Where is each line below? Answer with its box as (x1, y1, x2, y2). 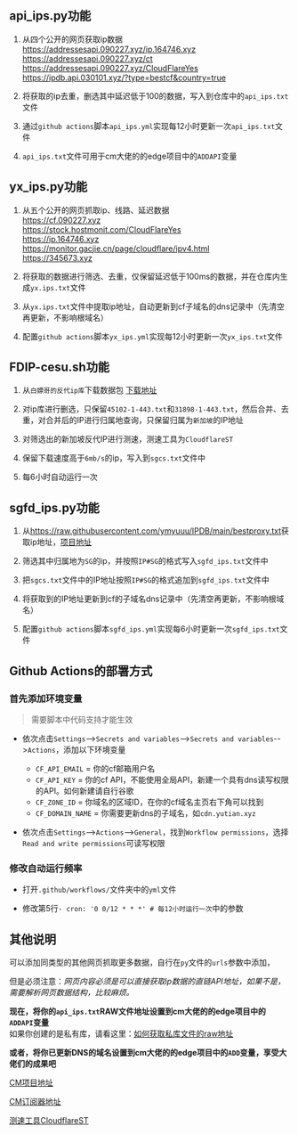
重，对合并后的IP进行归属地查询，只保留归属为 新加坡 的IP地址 (21, 415, 244, 426)
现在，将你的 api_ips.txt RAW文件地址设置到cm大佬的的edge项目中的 (9, 1006, 267, 1017)
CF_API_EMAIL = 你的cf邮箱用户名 (35, 763, 156, 773)
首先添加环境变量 (9, 692, 83, 705)
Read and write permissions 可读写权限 (21, 837, 165, 848)
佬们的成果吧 (9, 1058, 56, 1069)
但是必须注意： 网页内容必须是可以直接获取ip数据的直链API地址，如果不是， (9, 976, 286, 987)
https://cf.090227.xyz (21, 215, 101, 225)
